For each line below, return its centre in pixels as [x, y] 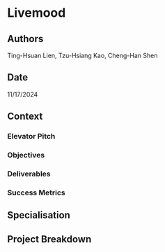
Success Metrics [37, 192]
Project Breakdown [49, 239]
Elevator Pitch [31, 136]
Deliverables [29, 174]
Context [25, 117]
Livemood [37, 13]
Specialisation [39, 215]
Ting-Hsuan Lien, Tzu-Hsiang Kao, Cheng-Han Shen [82, 55]
